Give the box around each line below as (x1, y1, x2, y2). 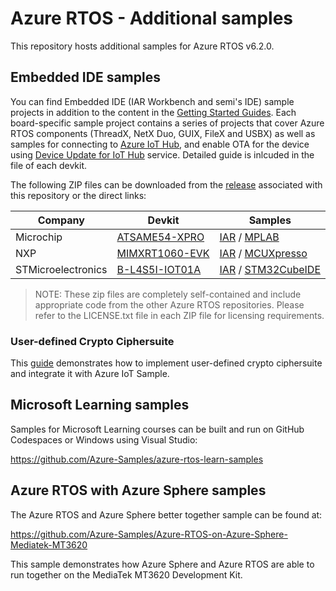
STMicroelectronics (15, 262, 108, 276)
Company (37, 213, 85, 227)
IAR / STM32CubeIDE (219, 262, 321, 276)
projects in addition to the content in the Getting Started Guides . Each (10, 106, 297, 118)
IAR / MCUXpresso (219, 246, 308, 260)
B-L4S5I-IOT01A (116, 262, 202, 276)
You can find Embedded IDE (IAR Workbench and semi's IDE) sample (10, 95, 295, 107)
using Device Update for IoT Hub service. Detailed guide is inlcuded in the (10, 148, 315, 161)
